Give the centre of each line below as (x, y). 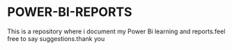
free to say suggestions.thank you (56, 38)
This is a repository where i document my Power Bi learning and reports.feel (116, 31)
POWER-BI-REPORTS (70, 12)
